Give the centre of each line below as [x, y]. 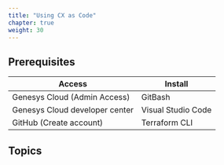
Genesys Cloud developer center [73, 110]
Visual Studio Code [176, 110]
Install [176, 84]
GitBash [156, 97]
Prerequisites [42, 62]
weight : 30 [26, 30]
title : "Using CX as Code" [52, 15]
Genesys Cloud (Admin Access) [71, 97]
